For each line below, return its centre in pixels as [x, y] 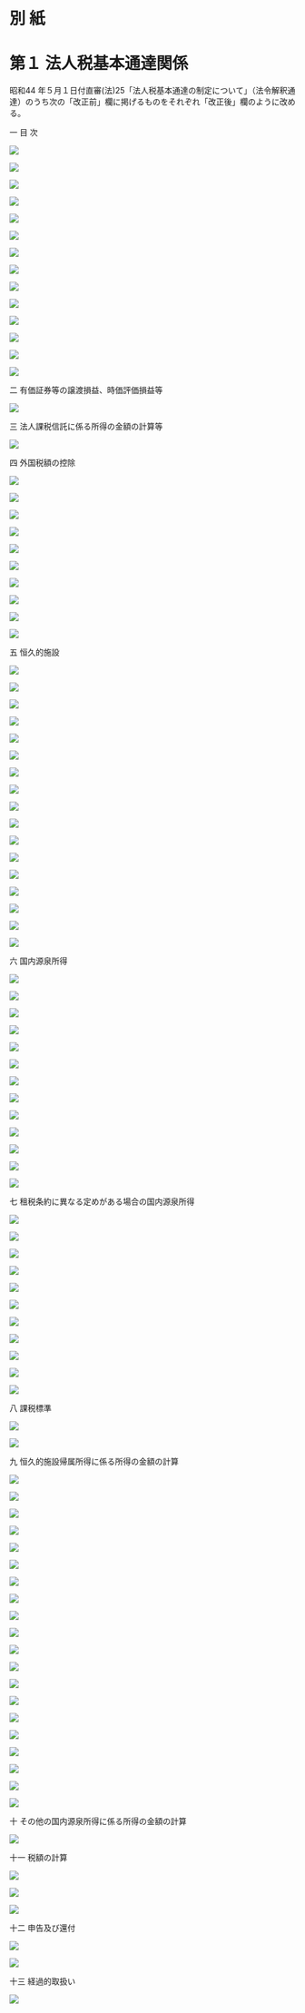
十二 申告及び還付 [42, 1928]
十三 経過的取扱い [42, 1981]
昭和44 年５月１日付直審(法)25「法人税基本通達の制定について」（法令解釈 [148, 91]
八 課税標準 [30, 1408]
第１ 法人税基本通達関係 [99, 64]
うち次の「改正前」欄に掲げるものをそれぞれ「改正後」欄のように [156, 102]
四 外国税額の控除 [42, 463]
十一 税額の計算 [39, 1858]
